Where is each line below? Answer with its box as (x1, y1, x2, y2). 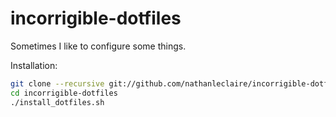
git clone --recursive (10, 78, 105, 89)
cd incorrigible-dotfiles (10, 88, 118, 98)
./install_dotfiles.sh (10, 97, 105, 107)
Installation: (10, 59, 58, 71)
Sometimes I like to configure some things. (10, 40, 187, 52)
